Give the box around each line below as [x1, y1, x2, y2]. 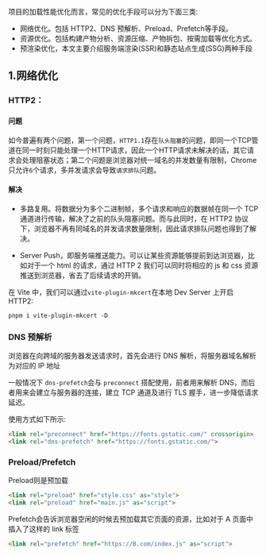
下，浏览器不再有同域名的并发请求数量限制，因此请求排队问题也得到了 [19, 223, 250, 233]
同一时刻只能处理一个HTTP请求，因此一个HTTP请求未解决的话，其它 [21, 145, 248, 155]
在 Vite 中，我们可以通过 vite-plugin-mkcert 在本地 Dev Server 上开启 [8, 287, 234, 296]
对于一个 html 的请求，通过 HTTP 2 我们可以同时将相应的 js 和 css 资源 [26, 261, 259, 270]
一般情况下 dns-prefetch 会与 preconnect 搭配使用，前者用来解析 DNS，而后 [8, 378, 256, 388]
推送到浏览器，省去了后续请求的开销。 [19, 270, 145, 280]
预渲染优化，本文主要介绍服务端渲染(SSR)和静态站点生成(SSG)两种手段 [19, 44, 253, 53]
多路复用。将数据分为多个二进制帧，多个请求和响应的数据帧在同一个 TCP [19, 203, 259, 213]
